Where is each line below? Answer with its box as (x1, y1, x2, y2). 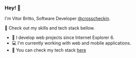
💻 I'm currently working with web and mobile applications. (11, 40, 132, 46)
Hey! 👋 (4, 4, 21, 11)
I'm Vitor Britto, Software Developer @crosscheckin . (4, 16, 110, 22)
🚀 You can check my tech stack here (11, 47, 87, 53)
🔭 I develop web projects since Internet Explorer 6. (11, 34, 114, 41)
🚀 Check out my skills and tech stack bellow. (4, 25, 95, 31)
